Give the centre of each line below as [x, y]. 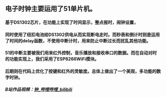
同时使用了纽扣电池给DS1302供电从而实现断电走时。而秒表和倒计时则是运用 [83, 34]
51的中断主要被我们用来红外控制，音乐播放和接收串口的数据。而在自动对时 [81, 53]
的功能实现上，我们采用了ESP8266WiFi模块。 [52, 59]
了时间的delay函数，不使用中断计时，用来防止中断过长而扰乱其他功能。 [78, 40]
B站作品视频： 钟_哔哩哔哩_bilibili [39, 90]
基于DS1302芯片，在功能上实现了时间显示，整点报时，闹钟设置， [72, 22]
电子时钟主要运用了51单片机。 [51, 9]
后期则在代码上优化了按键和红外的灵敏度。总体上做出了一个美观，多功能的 [81, 71]
